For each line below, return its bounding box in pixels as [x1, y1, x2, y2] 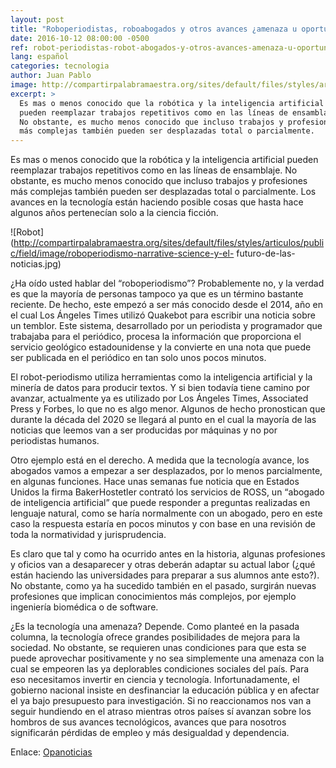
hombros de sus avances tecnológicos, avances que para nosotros [10, 716, 287, 728]
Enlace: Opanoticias [10, 746, 93, 758]
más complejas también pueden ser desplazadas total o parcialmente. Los [10, 186, 317, 198]
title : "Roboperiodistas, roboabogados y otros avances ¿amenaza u [10, 24, 298, 34]
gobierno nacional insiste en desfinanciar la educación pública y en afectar [10, 684, 320, 696]
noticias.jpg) [10, 258, 62, 270]
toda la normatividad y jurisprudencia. [10, 529, 167, 541]
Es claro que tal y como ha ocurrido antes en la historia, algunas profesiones [10, 548, 326, 560]
